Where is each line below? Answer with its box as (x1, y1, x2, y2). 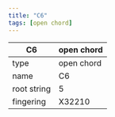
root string (12, 83, 52, 94)
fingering (12, 96, 46, 107)
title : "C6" (8, 11, 48, 20)
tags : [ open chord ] (8, 19, 73, 27)
